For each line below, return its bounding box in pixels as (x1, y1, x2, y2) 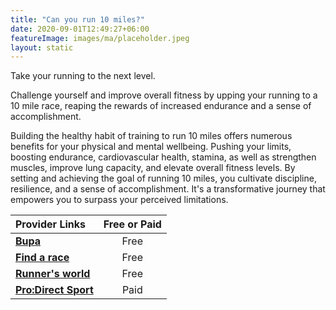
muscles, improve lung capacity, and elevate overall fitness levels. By (10, 162, 296, 174)
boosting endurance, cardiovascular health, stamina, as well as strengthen (10, 151, 317, 163)
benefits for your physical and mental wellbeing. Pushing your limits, (10, 141, 292, 153)
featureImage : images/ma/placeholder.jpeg (10, 33, 190, 43)
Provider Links (15, 217, 86, 231)
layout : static (10, 42, 74, 53)
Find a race (15, 251, 70, 265)
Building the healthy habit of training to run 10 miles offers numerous (10, 130, 293, 142)
